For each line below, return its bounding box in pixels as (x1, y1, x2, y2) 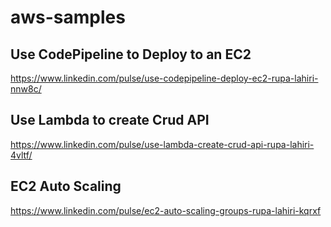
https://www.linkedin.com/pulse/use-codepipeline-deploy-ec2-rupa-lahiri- (10, 72, 319, 84)
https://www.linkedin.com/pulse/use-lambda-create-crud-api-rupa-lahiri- (10, 138, 315, 150)
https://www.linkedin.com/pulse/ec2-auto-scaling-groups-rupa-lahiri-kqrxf (10, 204, 322, 216)
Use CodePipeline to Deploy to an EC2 (10, 46, 252, 63)
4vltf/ (10, 149, 33, 161)
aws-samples (10, 6, 126, 29)
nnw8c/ (10, 83, 42, 95)
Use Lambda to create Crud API (10, 112, 210, 129)
